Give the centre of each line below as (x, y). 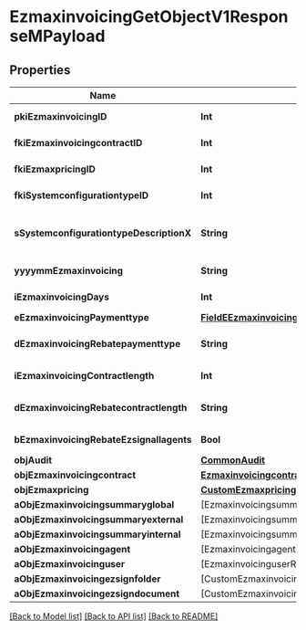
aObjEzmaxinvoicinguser (70, 564)
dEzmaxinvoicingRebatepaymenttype (97, 344)
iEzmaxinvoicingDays (61, 297)
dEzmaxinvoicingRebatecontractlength (101, 408)
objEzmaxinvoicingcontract (75, 475)
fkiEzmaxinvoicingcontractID (78, 143)
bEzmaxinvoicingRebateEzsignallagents (103, 440)
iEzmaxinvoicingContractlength (84, 376)
